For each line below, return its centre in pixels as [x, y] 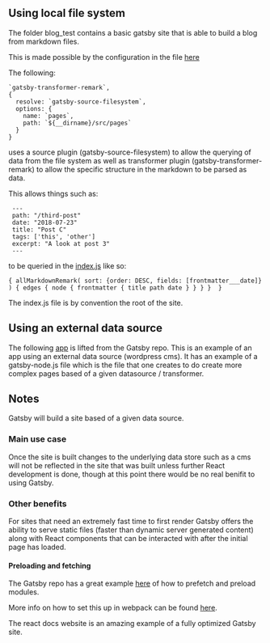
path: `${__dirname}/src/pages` [77, 123]
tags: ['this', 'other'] [53, 237]
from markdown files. [44, 41]
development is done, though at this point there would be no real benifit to [132, 474]
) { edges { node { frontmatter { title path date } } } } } [115, 288]
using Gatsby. [31, 482]
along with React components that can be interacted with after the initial [128, 539]
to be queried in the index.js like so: [67, 265]
